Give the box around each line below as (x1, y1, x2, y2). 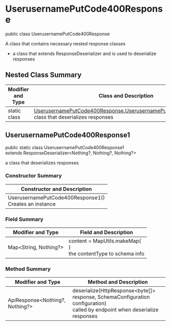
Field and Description (79, 229, 133, 236)
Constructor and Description (21, 185, 92, 193)
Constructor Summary (5, 172, 62, 179)
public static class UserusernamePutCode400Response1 (5, 144, 125, 150)
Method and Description (88, 279, 148, 286)
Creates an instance (8, 200, 56, 207)
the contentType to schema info (68, 250, 145, 257)
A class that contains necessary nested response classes (5, 40, 126, 46)
